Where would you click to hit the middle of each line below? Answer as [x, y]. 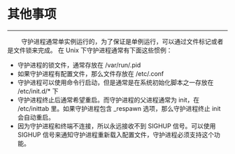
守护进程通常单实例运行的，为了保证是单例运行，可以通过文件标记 [116, 41]
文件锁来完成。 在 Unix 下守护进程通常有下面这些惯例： [93, 50]
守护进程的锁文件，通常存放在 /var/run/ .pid [79, 65]
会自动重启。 [36, 117]
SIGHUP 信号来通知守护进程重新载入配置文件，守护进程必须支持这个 [116, 134]
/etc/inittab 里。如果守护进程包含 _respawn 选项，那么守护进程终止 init [119, 108]
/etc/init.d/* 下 [38, 91]
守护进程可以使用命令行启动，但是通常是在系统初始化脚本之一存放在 [115, 82]
